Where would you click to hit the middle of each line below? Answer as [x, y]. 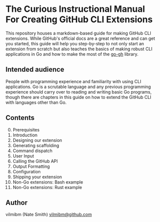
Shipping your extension [37, 177]
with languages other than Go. [36, 102]
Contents [20, 118]
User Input [23, 156]
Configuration [27, 171]
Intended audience [35, 70]
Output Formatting [31, 166]
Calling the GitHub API [35, 161]
